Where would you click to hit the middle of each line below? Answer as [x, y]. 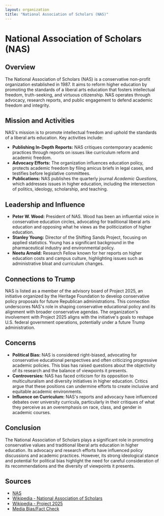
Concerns [20, 343]
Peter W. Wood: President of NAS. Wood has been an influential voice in [85, 217]
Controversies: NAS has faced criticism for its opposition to [73, 376]
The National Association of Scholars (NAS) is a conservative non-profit [78, 79]
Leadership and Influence [45, 205]
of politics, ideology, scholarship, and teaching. [60, 189]
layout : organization [27, 10]
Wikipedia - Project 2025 [37, 504]
